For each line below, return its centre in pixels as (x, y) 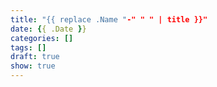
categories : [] (42, 38)
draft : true (35, 57)
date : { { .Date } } (48, 29)
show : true (33, 66)
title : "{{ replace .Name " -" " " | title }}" (109, 19)
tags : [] (28, 47)
